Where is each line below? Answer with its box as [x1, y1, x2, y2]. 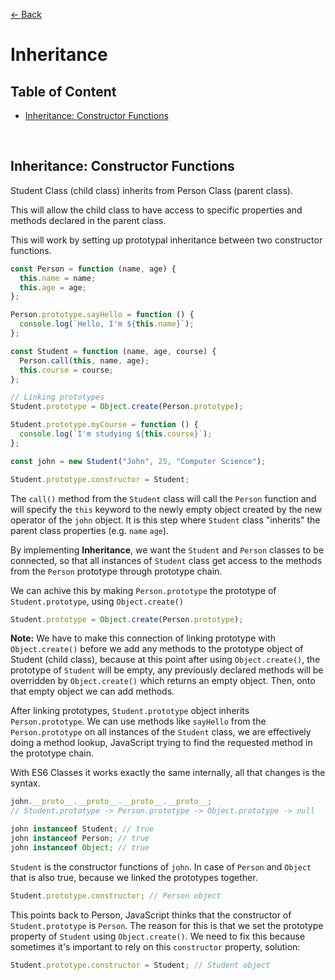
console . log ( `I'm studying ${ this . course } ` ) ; [19, 429, 213, 439]
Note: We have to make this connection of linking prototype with [10, 632, 277, 644]
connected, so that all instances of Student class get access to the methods [10, 554, 323, 566]
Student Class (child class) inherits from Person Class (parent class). [10, 184, 293, 196]
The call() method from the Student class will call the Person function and [10, 492, 317, 504]
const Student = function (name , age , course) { [10, 346, 217, 356]
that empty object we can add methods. [10, 685, 175, 698]
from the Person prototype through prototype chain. [10, 565, 223, 577]
